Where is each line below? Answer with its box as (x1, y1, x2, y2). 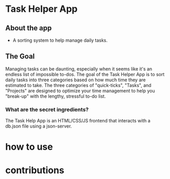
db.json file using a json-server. (5, 123, 72, 129)
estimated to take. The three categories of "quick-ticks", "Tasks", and (5, 82, 152, 88)
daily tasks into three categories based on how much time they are (5, 77, 146, 83)
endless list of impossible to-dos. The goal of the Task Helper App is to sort (5, 71, 165, 77)
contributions (5, 165, 65, 176)
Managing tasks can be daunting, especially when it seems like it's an (5, 65, 153, 72)
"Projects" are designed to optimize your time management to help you (5, 87, 155, 94)
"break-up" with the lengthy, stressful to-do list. (5, 93, 106, 99)
